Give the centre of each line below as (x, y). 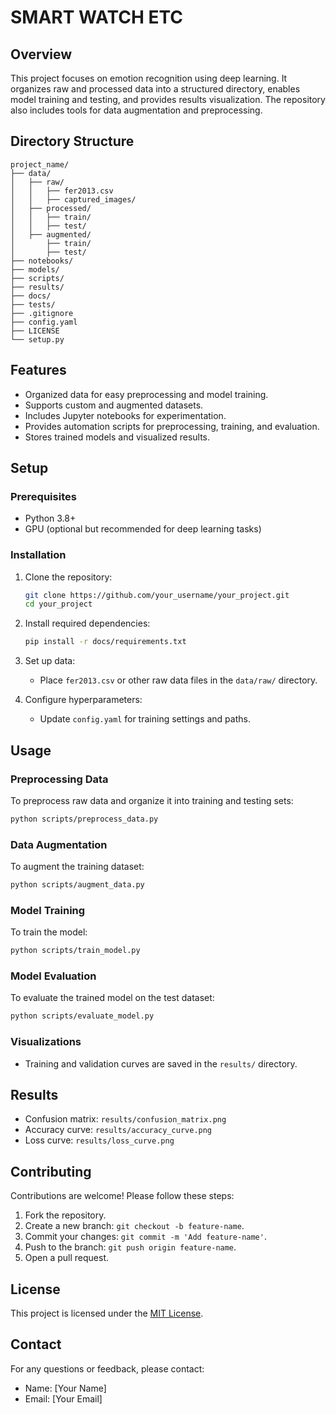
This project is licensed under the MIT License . (107, 1313)
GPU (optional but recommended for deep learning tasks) (143, 529)
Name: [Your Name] (65, 1388)
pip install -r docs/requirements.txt (105, 642)
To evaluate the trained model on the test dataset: (112, 998)
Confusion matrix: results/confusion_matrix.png (125, 1119)
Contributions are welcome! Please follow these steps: (122, 1196)
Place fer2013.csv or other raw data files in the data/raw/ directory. (178, 680)
